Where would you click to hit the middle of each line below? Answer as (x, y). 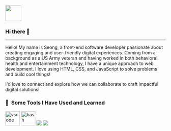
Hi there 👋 (18, 31)
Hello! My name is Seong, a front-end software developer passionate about (84, 47)
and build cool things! (28, 74)
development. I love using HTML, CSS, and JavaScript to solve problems (81, 69)
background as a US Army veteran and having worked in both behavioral (81, 58)
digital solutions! (22, 90)
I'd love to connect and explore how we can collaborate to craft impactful (82, 84)
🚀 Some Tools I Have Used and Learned (55, 103)
